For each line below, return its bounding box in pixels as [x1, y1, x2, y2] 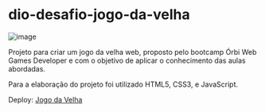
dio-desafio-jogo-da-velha [8, 6, 190, 24]
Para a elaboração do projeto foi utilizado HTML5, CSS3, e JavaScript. [8, 79, 239, 89]
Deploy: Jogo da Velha [8, 95, 83, 104]
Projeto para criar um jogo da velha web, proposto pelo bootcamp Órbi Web [8, 47, 257, 56]
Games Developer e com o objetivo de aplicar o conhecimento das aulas [8, 56, 246, 65]
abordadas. [8, 64, 46, 73]
